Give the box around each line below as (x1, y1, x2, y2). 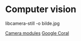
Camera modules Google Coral (5, 30, 69, 36)
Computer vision (5, 4, 76, 15)
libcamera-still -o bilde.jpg (5, 20, 60, 26)
